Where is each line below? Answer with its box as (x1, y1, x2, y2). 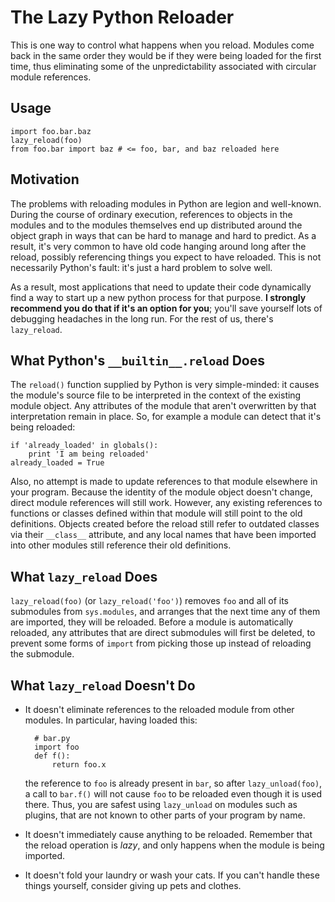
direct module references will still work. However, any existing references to (10, 497, 323, 509)
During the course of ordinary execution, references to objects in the (10, 208, 293, 220)
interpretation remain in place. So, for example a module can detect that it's (10, 411, 322, 423)
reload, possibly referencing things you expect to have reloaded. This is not (10, 251, 322, 263)
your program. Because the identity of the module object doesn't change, (10, 486, 313, 498)
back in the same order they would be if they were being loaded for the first (10, 49, 322, 61)
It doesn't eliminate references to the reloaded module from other (24, 704, 295, 715)
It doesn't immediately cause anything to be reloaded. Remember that (24, 829, 313, 840)
